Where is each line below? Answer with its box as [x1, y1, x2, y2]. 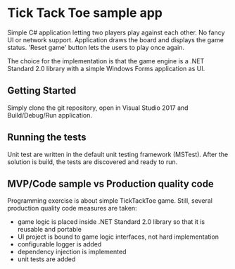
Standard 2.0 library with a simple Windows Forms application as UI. [7, 64, 205, 73]
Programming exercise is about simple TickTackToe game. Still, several [7, 196, 213, 205]
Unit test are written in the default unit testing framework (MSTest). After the [7, 150, 229, 158]
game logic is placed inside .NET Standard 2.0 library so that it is [17, 218, 205, 226]
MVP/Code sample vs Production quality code [7, 177, 215, 189]
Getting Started [7, 85, 77, 96]
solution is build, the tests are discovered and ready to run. [7, 157, 178, 166]
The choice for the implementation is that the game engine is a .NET [7, 56, 205, 65]
